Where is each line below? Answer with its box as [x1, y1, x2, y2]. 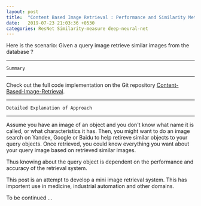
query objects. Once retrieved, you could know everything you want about [6, 140, 190, 147]
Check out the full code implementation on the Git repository [6, 81, 156, 89]
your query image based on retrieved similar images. [6, 147, 136, 154]
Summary [6, 65, 26, 72]
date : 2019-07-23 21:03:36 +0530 [6, 20, 95, 26]
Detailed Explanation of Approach [6, 105, 93, 111]
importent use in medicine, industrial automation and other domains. [6, 183, 175, 190]
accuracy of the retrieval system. [6, 165, 88, 172]
